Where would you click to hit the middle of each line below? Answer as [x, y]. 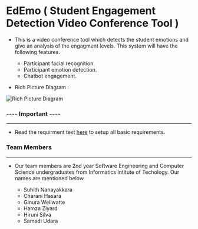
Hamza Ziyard [40, 208]
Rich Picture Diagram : [42, 87]
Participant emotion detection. [60, 69]
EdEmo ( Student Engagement [81, 11]
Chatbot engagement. [50, 76]
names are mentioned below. [50, 178]
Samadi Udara [41, 221]
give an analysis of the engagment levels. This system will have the [96, 46]
